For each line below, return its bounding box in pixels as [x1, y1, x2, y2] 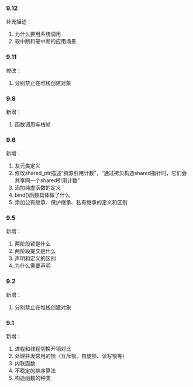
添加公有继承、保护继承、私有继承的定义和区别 [14, 199, 127, 206]
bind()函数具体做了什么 [14, 191, 70, 198]
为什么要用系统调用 [14, 30, 61, 37]
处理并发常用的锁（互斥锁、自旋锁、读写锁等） [14, 352, 127, 359]
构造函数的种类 [14, 375, 51, 382]
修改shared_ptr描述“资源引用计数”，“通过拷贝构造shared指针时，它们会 [14, 170, 187, 177]
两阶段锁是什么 [14, 240, 51, 247]
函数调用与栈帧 [14, 121, 51, 128]
